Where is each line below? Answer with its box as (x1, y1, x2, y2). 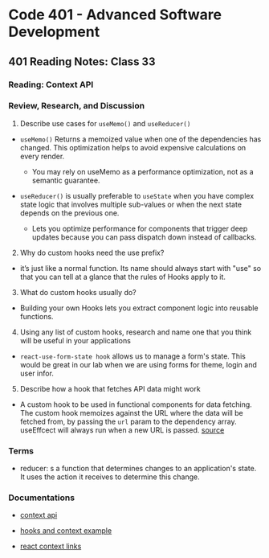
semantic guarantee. (31, 175, 100, 185)
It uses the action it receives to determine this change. (19, 472, 200, 482)
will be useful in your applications (19, 335, 131, 345)
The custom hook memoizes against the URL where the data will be (19, 408, 243, 417)
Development (8, 23, 100, 41)
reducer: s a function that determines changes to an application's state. (19, 464, 257, 474)
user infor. (19, 368, 55, 378)
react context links (19, 541, 82, 552)
